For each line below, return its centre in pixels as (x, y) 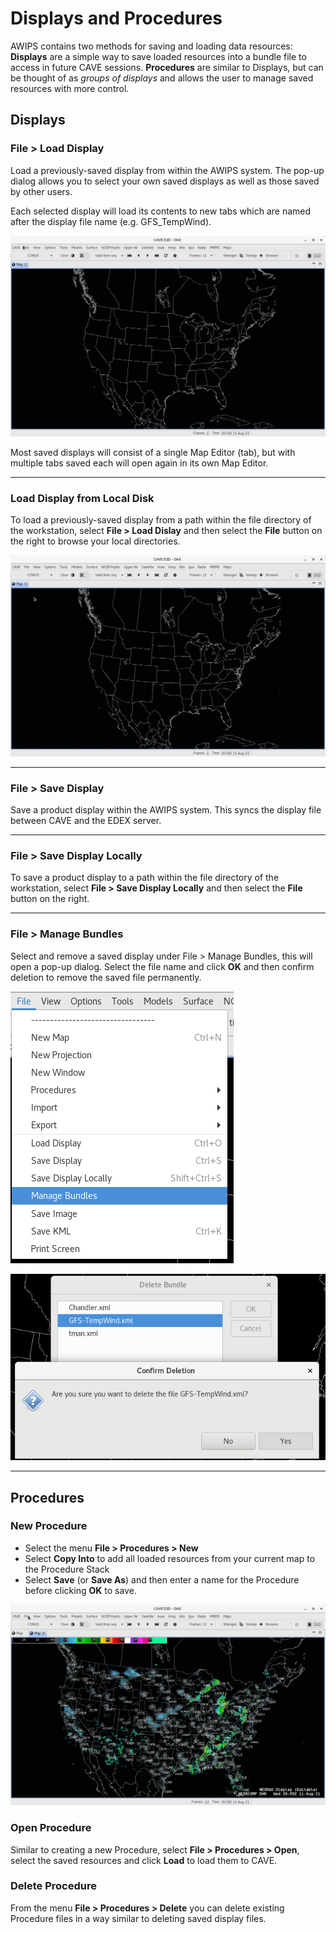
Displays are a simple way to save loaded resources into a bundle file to (158, 56)
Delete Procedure (53, 1886)
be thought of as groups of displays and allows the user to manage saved (162, 78)
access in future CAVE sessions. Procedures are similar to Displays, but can (167, 67)
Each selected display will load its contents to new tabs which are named (161, 211)
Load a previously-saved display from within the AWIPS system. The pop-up (167, 170)
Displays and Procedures (116, 18)
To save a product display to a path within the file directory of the (145, 878)
